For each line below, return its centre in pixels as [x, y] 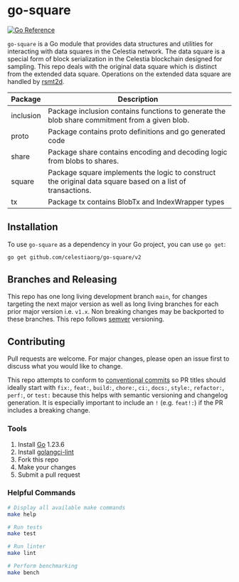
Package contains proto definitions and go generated [137, 132]
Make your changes [47, 467]
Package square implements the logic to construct [132, 172]
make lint [22, 554]
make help [22, 514]
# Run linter [27, 546]
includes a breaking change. [49, 411]
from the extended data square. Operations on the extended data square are [119, 74]
